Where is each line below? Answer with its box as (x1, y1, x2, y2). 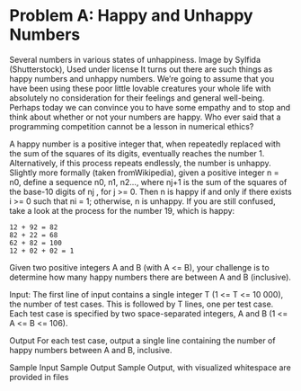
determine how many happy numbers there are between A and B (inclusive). (9, 271, 292, 282)
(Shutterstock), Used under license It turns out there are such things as (9, 64, 273, 75)
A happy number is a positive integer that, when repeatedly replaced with (9, 138, 281, 149)
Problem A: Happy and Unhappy (9, 5, 253, 26)
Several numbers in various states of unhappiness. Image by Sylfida (9, 54, 261, 65)
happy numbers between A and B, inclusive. (9, 344, 173, 355)
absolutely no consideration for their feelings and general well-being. (9, 92, 265, 103)
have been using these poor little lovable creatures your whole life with (9, 83, 271, 93)
